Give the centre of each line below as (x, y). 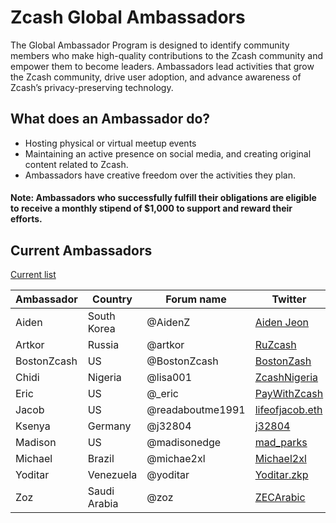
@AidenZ (168, 323)
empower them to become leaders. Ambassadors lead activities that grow (162, 66)
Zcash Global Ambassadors (128, 17)
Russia (103, 345)
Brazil (101, 459)
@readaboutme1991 (196, 410)
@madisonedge (184, 443)
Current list (33, 275)
